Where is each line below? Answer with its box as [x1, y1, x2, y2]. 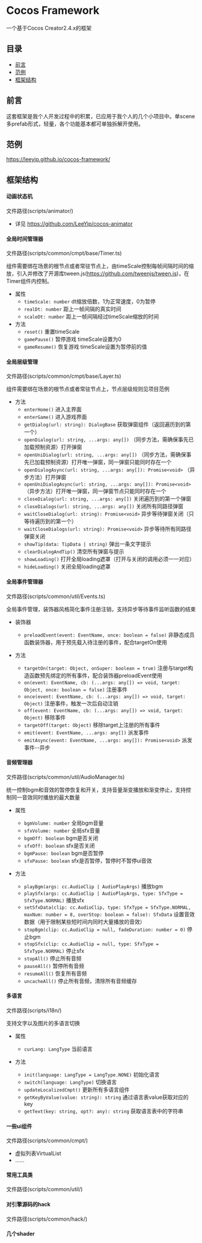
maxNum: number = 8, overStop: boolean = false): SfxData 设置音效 [23, 911, 195, 918]
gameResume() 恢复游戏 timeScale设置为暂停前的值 [23, 343, 147, 351]
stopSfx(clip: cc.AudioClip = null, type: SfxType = [23, 941, 159, 947]
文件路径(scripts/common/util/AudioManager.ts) [6, 773, 125, 780]
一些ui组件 [6, 1122, 32, 1130]
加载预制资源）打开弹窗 [23, 443, 82, 451]
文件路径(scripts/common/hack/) [6, 1215, 88, 1222]
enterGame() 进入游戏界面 [23, 413, 87, 421]
